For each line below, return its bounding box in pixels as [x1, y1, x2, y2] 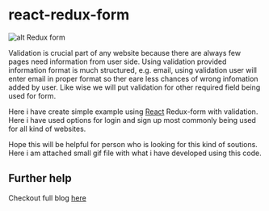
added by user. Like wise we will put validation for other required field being [8, 82, 261, 92]
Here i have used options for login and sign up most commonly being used [8, 115, 257, 124]
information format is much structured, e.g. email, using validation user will [8, 65, 257, 74]
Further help [8, 171, 73, 185]
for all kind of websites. [8, 124, 86, 133]
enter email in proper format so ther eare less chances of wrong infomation [8, 74, 258, 83]
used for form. [8, 91, 57, 100]
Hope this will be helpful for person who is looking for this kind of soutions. [8, 139, 258, 149]
